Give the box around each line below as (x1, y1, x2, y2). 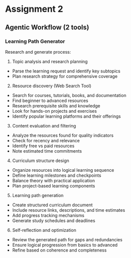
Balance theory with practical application (12, 177, 95, 183)
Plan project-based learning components (12, 183, 95, 189)
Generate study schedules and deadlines (12, 218, 96, 224)
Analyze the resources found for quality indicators (12, 132, 114, 138)
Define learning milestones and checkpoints (12, 172, 102, 178)
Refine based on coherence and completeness (12, 247, 107, 253)
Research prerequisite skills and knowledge (12, 102, 101, 109)
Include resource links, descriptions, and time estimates (12, 207, 125, 213)
